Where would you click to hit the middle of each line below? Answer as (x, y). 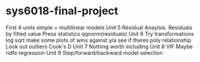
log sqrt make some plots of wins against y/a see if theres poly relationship (98, 40)
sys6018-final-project (62, 11)
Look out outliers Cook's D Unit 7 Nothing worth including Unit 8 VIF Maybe (99, 46)
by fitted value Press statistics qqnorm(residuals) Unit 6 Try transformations (100, 33)
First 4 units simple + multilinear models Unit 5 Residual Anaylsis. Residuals (99, 27)
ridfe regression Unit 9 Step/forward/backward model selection (84, 52)
